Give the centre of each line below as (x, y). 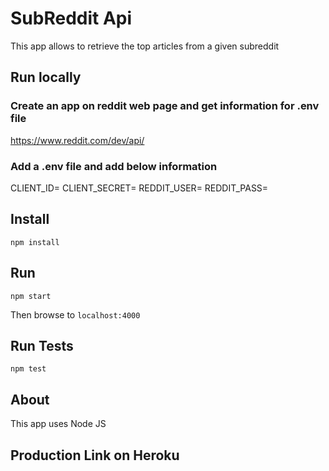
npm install (35, 242)
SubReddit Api (71, 18)
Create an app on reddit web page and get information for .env (165, 106)
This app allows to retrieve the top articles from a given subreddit (145, 46)
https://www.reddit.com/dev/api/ (77, 140)
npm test (28, 369)
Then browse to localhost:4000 (75, 314)
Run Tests (42, 345)
